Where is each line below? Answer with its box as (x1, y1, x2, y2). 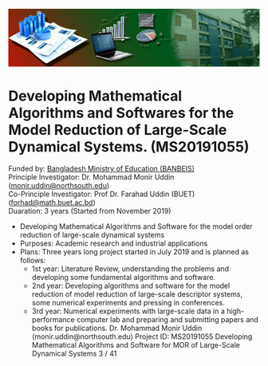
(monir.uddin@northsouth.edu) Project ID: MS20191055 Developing (31, 332, 253, 341)
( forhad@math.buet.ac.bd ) (8, 198, 96, 207)
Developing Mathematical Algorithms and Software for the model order (19, 222, 253, 231)
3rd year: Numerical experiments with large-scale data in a (31, 306, 225, 316)
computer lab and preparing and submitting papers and (76, 315, 259, 325)
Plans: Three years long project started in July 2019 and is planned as (19, 247, 250, 257)
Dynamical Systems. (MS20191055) (8, 137, 250, 155)
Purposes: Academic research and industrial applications (19, 238, 208, 248)
